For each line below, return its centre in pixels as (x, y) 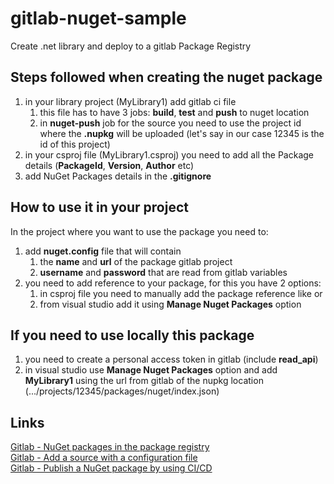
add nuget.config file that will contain (103, 251)
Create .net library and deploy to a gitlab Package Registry (131, 46)
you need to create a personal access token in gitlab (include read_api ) (171, 359)
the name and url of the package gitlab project (136, 261)
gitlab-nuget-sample (98, 18)
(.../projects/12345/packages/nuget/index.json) (122, 391)
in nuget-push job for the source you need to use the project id (170, 123)
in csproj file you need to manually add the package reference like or (181, 293)
